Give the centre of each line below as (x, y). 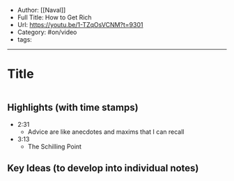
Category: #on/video (47, 32)
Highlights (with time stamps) (73, 108)
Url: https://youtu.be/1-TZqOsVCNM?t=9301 (80, 25)
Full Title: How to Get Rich (54, 17)
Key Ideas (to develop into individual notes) (103, 168)
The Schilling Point (55, 146)
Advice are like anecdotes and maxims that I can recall (106, 132)
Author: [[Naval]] (41, 10)
